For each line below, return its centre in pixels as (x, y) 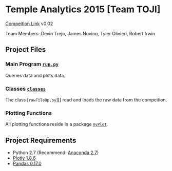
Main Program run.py (32, 64)
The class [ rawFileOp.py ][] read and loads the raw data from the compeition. (86, 100)
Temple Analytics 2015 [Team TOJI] (83, 9)
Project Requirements (41, 140)
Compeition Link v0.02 (29, 24)
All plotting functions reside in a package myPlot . (57, 124)
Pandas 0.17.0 (27, 164)
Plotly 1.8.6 (24, 158)
